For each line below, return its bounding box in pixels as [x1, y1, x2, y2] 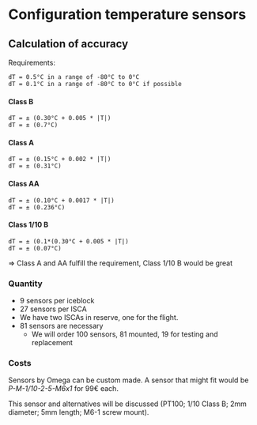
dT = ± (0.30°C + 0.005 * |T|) [8, 115, 111, 122]
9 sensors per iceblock [19, 296, 95, 306]
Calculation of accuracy [8, 37, 129, 51]
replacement [31, 338, 74, 348]
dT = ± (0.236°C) [8, 203, 66, 211]
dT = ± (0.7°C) [8, 121, 59, 130]
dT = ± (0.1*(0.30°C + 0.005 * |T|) [8, 237, 129, 246]
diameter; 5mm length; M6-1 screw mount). [8, 408, 149, 417]
